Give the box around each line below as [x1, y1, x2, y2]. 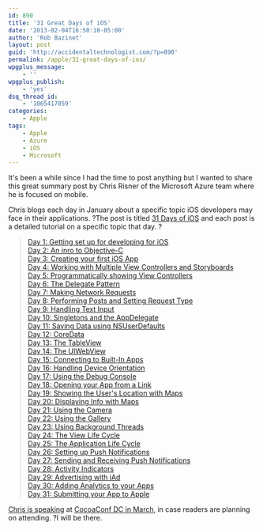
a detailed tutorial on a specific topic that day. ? [8, 222, 163, 232]
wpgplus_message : [8, 63, 66, 71]
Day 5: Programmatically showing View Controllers [27, 271, 193, 281]
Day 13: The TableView [27, 338, 102, 348]
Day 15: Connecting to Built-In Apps [27, 355, 144, 365]
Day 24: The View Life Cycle [27, 430, 121, 440]
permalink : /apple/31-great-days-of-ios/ [8, 56, 147, 64]
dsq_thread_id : [8, 93, 58, 100]
